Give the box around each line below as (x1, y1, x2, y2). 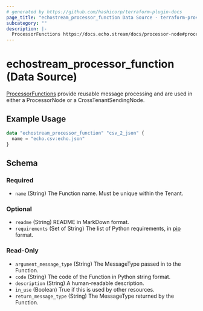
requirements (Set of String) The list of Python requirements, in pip (14, 225, 181, 232)
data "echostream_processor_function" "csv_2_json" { (6, 130, 145, 136)
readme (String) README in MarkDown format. (14, 219, 129, 226)
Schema (6, 158, 38, 168)
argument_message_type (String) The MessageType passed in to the (14, 260, 181, 268)
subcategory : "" (6, 20, 47, 26)
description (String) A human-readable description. (14, 279, 144, 287)
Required (6, 176, 34, 184)
